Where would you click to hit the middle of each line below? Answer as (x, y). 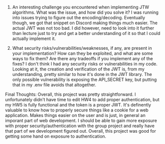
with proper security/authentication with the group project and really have (80, 126)
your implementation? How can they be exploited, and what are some (82, 53)
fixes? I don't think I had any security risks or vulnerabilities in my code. (85, 64)
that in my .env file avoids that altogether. (54, 85)
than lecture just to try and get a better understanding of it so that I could (86, 33)
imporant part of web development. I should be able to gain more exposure (81, 121)
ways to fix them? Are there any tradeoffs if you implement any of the (82, 58)
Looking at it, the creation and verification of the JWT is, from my (78, 69)
